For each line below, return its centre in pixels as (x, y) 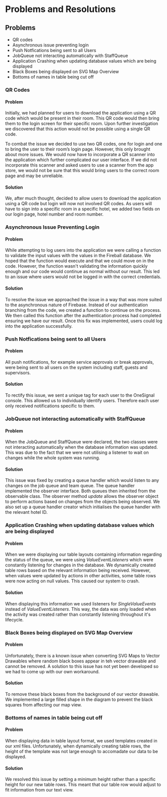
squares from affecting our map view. (44, 704)
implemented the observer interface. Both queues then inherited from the (81, 491)
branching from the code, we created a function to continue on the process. (83, 310)
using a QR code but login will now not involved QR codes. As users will (79, 204)
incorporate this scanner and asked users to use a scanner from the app (79, 165)
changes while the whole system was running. (53, 458)
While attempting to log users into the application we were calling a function (83, 250)
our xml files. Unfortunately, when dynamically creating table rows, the (78, 746)
